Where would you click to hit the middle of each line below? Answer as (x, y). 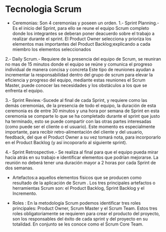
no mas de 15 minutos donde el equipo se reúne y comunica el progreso (79, 64)
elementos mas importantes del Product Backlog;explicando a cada (81, 44)
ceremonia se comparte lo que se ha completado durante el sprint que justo (83, 116)
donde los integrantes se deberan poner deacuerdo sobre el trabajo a (83, 33)
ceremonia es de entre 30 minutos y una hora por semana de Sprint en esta (82, 111)
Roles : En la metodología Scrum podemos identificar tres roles (77, 203)
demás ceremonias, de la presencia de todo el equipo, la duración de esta (81, 105)
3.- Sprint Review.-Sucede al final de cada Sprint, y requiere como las (76, 100)
